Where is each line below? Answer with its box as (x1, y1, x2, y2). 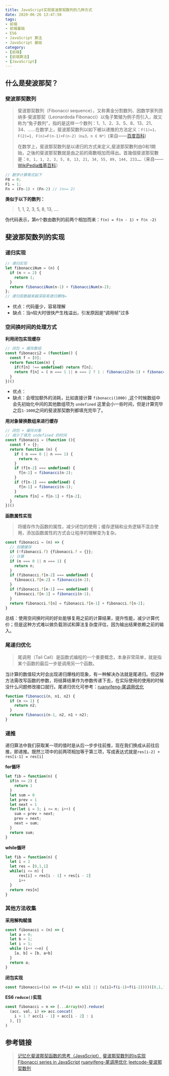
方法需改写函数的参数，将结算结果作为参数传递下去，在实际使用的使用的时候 (5, 677, 164, 683)
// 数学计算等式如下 (5, 172, 42, 177)
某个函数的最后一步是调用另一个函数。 (17, 660, 97, 666)
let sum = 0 (10, 792, 35, 797)
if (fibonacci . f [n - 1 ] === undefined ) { (10, 587, 94, 592)
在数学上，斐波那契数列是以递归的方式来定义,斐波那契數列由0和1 (17, 143, 152, 149)
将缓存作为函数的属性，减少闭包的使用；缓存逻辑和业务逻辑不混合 (17, 523, 154, 529)
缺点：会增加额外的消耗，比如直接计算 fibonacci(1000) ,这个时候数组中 (12, 395, 161, 401)
